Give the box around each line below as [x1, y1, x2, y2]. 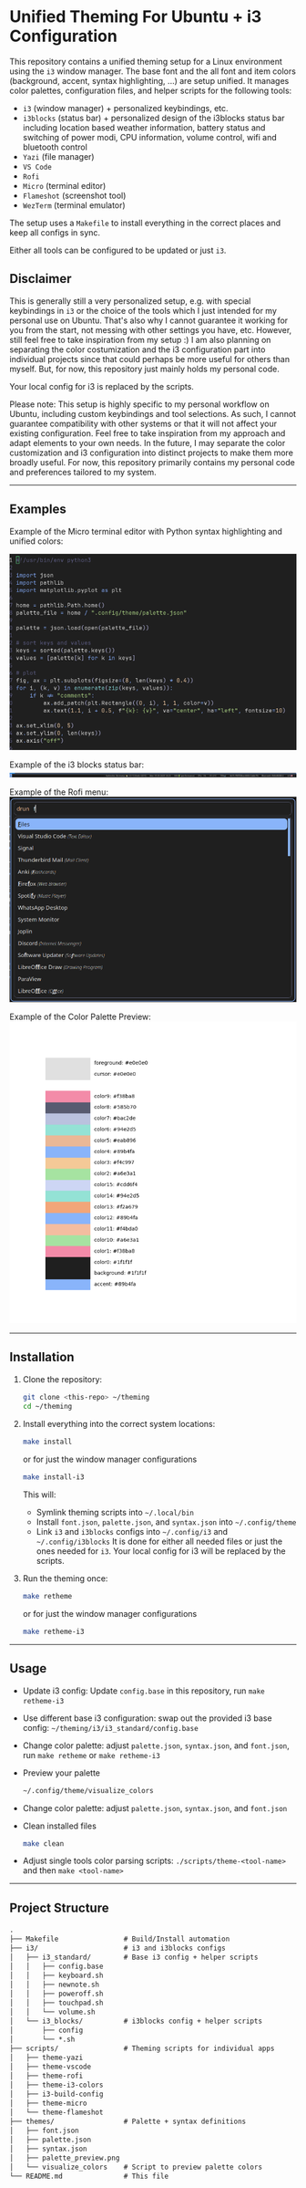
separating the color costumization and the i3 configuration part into [9, 344, 266, 355]
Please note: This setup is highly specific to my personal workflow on [9, 399, 270, 410]
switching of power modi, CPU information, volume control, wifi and [22, 131, 278, 142]
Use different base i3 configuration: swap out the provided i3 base [22, 1713, 272, 1724]
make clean [22, 1839, 65, 1849]
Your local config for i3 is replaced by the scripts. [9, 380, 194, 391]
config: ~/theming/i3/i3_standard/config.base [22, 1722, 199, 1733]
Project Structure [9, 1900, 109, 1915]
